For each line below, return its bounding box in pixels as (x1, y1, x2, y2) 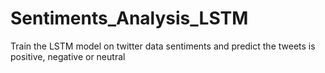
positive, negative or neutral (10, 50, 126, 62)
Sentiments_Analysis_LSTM (10, 7, 249, 30)
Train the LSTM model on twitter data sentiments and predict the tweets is (10, 40, 316, 52)
